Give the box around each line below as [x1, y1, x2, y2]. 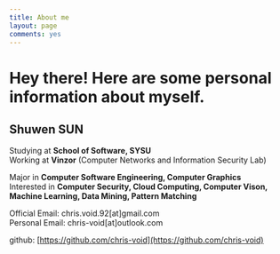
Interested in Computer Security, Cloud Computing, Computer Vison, [9, 181, 268, 192]
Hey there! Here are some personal [9, 67, 272, 88]
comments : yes [9, 29, 62, 38]
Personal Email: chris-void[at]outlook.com [9, 218, 164, 228]
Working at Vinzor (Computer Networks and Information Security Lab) [9, 155, 267, 165]
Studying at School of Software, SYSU [9, 146, 152, 156]
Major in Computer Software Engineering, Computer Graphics [9, 172, 242, 183]
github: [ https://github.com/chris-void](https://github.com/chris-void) [9, 234, 264, 245]
